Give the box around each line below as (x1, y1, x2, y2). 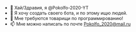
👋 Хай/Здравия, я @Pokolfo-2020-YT (10, 5, 89, 10)
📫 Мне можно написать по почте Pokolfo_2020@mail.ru (10, 21, 131, 27)
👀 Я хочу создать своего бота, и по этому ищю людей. (10, 10, 127, 16)
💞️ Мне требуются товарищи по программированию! (10, 15, 123, 21)
